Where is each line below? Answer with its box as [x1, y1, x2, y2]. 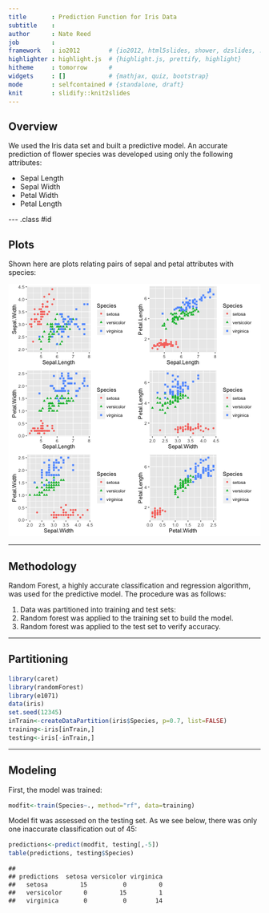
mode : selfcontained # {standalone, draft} [8, 80, 184, 88]
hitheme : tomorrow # [8, 64, 113, 72]
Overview [8, 119, 58, 133]
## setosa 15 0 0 [8, 881, 163, 889]
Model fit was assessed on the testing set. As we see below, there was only [8, 816, 258, 826]
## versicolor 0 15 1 [8, 889, 163, 897]
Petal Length [19, 199, 62, 208]
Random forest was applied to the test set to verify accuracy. [19, 621, 222, 631]
